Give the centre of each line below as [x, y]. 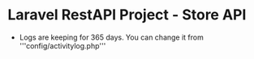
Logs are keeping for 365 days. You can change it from [111, 37]
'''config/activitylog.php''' [62, 45]
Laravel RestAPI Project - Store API [127, 15]
